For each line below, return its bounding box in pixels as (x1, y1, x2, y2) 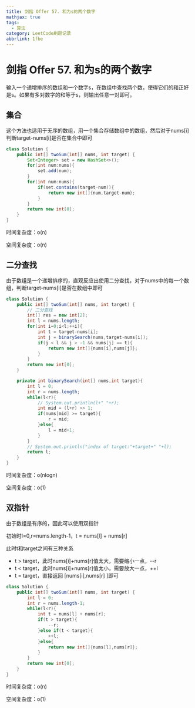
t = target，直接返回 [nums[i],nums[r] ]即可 (14, 572, 119, 579)
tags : (6, 19, 19, 25)
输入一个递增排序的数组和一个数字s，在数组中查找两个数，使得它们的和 (6, 84, 179, 91)
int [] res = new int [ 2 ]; (27, 312, 88, 318)
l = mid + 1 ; (48, 427, 75, 433)
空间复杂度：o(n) (6, 241, 47, 248)
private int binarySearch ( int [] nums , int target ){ (16, 378, 143, 384)
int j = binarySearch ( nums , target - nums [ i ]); (37, 334, 149, 340)
